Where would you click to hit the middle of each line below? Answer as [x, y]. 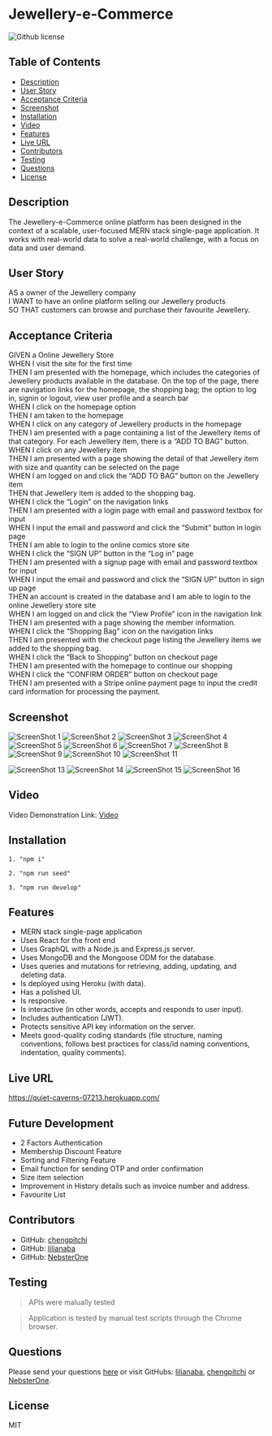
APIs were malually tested [71, 1302]
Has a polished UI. [51, 993]
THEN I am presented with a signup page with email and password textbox [133, 562]
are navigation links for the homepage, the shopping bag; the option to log [133, 390]
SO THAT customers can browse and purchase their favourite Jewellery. [129, 310]
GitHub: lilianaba [47, 1248]
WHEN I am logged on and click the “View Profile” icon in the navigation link [135, 614]
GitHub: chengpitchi [54, 1239]
